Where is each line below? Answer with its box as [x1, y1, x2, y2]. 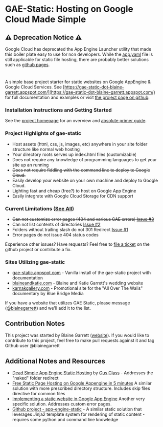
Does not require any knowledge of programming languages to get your [12, 156, 157, 162]
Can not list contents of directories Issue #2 [12, 221, 101, 228]
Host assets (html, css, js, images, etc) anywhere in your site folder [12, 141, 148, 147]
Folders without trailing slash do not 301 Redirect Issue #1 [12, 227, 128, 233]
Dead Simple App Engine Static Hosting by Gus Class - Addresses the [12, 370, 153, 376]
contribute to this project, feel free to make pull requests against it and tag [5, 338, 155, 343]
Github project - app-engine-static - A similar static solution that [12, 406, 142, 412]
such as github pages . [5, 62, 50, 67]
